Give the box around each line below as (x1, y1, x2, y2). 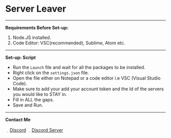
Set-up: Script (5, 54, 36, 60)
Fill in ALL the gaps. (12, 96, 54, 102)
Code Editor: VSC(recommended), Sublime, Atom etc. (12, 40, 126, 46)
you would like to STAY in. (12, 91, 67, 97)
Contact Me (5, 116, 31, 122)
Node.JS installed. (12, 34, 51, 41)
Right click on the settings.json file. (12, 70, 89, 76)
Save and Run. (12, 102, 43, 108)
